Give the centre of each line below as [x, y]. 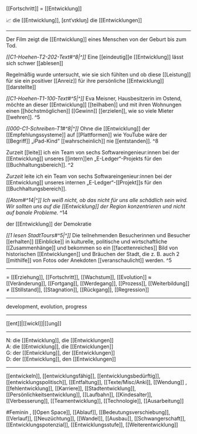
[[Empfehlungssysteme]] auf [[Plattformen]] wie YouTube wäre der [87, 135]
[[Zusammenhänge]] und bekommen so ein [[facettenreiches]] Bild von [92, 248]
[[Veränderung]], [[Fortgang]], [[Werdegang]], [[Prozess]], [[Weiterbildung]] [98, 283]
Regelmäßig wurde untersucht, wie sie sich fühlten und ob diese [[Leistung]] [98, 75]
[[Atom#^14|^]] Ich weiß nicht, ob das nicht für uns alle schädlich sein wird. [97, 200]
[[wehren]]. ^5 [23, 117]
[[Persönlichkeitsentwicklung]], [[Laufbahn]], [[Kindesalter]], [79, 395]
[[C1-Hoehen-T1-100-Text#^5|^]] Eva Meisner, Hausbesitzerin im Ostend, [94, 98]
